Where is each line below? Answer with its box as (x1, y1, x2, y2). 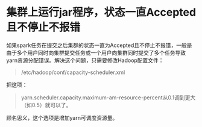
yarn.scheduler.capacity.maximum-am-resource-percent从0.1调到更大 (21, 94, 196, 101)
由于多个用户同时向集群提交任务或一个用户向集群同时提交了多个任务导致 (6, 49, 186, 56)
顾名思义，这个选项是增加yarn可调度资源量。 (6, 114, 118, 121)
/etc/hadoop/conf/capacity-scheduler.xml (21, 69, 125, 76)
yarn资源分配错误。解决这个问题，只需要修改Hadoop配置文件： (6, 57, 164, 64)
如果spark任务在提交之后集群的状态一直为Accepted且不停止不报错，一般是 (6, 42, 192, 49)
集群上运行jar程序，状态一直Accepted (6, 5, 197, 19)
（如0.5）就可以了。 (21, 101, 72, 108)
